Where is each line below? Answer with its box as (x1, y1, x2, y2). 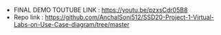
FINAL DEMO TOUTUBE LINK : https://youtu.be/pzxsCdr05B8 (13, 6, 188, 14)
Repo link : (13, 13, 44, 21)
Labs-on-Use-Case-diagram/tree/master (13, 21, 130, 28)
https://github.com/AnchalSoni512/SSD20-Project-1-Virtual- (45, 13, 215, 21)
